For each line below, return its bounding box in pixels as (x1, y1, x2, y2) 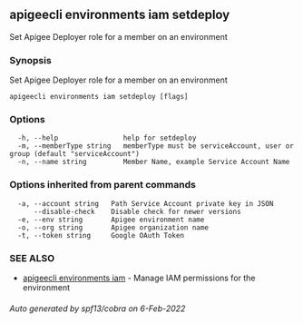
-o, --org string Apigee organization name (17, 222, 209, 232)
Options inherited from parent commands (9, 179, 197, 191)
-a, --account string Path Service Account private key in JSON (17, 199, 274, 208)
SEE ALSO (9, 251, 55, 264)
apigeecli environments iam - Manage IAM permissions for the (22, 272, 256, 283)
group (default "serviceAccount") (9, 150, 141, 159)
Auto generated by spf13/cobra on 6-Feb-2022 (9, 303, 186, 314)
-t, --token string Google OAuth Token (17, 230, 184, 240)
